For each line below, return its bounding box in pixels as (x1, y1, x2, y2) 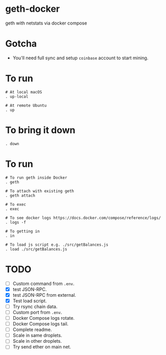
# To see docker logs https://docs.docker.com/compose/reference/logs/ (5, 215, 161, 220)
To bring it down (5, 125, 76, 136)
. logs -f (5, 220, 27, 225)
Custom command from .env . (12, 280, 75, 287)
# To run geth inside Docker (5, 175, 67, 180)
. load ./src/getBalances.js (5, 246, 67, 252)
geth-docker (5, 3, 60, 15)
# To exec (5, 202, 27, 207)
